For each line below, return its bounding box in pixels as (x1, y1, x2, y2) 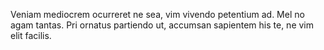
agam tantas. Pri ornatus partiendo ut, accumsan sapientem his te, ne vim (10, 19, 315, 31)
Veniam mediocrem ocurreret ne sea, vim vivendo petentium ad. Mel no (10, 9, 305, 20)
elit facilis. (10, 30, 52, 41)
